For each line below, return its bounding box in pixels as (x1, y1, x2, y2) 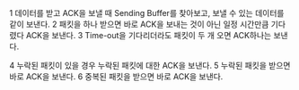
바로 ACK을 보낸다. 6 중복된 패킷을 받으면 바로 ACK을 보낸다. (9, 71, 224, 82)
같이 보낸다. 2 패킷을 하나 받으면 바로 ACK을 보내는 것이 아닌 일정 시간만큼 (9, 19, 269, 29)
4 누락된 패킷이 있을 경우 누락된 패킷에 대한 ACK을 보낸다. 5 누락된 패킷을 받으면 (9, 61, 291, 70)
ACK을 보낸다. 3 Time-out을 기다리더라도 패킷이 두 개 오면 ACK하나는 (25, 30, 272, 40)
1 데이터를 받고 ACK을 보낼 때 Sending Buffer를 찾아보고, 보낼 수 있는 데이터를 (9, 8, 285, 18)
